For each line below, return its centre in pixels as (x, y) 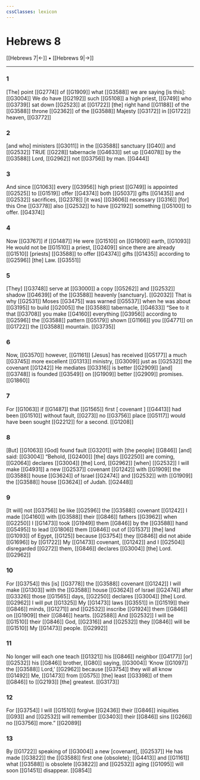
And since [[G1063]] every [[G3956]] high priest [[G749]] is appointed (92, 187)
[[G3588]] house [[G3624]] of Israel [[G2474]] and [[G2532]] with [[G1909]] (99, 475)
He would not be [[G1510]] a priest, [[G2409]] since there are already (91, 247)
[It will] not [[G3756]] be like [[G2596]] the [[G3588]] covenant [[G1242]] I (97, 510)
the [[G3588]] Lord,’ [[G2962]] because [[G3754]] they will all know (89, 669)
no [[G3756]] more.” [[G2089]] (44, 723)
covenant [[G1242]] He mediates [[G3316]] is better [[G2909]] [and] (89, 368)
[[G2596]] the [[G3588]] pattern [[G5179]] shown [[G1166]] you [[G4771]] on (100, 320)
